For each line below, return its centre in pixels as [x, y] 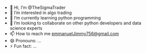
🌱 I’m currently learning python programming [55, 18]
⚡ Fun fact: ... [23, 46]
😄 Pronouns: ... [26, 41]
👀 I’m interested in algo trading [41, 13]
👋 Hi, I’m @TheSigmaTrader [38, 8]
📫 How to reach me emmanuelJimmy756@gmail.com [64, 34]
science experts [26, 28]
